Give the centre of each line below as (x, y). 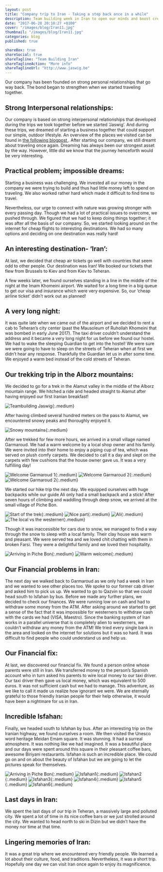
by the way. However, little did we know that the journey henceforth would (79, 150)
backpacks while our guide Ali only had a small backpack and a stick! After (80, 494)
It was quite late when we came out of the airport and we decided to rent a (80, 323)
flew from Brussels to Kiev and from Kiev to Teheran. (58, 271)
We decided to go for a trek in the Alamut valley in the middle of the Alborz (80, 386)
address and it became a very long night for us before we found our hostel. (80, 339)
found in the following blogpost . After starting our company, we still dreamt (81, 140)
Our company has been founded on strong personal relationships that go (78, 82)
